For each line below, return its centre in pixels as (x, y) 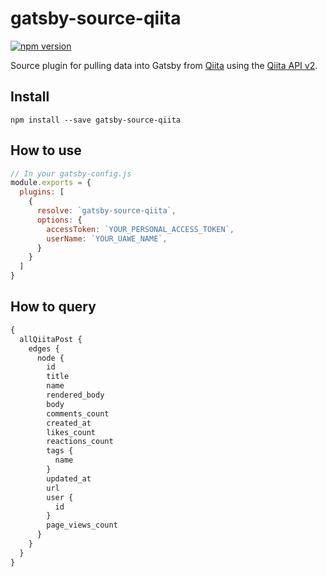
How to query (53, 307)
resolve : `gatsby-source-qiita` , (106, 211)
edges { (44, 348)
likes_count (71, 432)
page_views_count (82, 525)
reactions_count (80, 442)
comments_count (78, 413)
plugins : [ (42, 192)
